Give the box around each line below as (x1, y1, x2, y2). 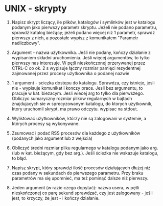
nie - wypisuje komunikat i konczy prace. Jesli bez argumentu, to (11, 85, 143, 91)
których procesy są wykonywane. (11, 121, 80, 127)
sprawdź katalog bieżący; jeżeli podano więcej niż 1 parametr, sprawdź (11, 29, 155, 35)
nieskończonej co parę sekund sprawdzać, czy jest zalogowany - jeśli (11, 190, 153, 196)
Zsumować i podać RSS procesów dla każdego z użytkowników (11, 130, 140, 136)
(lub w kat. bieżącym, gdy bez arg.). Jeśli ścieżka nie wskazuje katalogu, (11, 150, 159, 156)
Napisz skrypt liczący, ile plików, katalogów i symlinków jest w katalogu (11, 19, 156, 25)
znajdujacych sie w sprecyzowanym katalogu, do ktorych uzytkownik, (11, 101, 153, 106)
